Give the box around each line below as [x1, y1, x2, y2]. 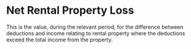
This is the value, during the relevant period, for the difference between [6, 23, 184, 30]
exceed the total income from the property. [6, 36, 113, 43]
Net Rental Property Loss [6, 4, 134, 17]
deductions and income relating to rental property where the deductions [6, 29, 186, 36]
